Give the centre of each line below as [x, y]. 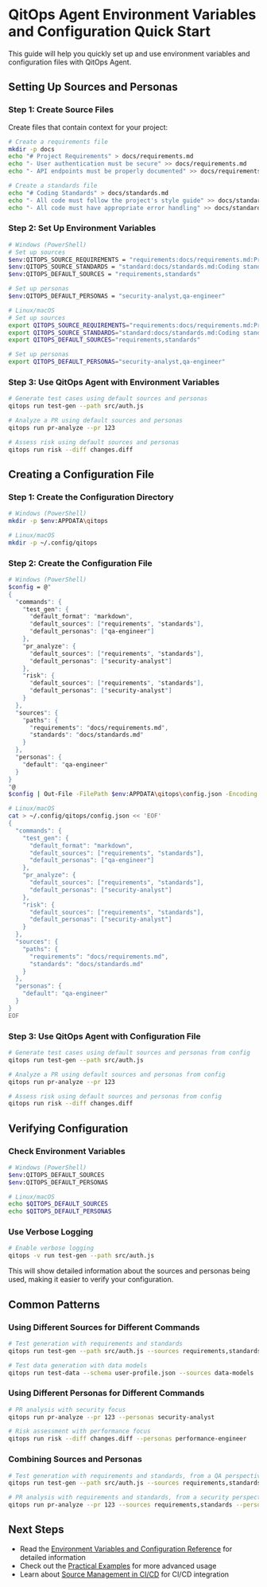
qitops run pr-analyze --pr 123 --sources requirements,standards [120, 1505]
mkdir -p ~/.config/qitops [53, 543]
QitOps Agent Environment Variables [132, 15]
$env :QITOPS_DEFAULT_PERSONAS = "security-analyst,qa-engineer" [117, 296]
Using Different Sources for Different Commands [104, 1327]
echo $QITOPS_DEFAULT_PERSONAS [60, 1211]
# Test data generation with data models [78, 1365]
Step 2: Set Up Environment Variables [82, 228]
